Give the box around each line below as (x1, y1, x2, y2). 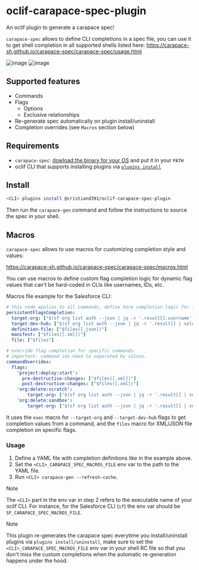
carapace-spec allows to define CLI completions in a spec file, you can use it (6, 35, 191, 42)
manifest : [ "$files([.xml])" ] (11, 332, 86, 338)
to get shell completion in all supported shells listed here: (6, 41, 145, 49)
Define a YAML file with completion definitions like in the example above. (14, 454, 192, 462)
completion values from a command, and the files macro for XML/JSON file (6, 420, 192, 427)
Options (23, 105, 43, 112)
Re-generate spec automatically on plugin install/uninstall (14, 117, 155, 124)
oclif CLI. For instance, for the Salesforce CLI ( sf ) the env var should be (6, 502, 181, 510)
